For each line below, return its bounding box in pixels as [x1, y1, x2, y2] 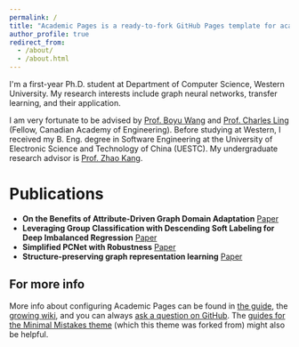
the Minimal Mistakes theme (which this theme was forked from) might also [9, 319, 286, 330]
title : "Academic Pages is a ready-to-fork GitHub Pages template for [9, 21, 277, 30]
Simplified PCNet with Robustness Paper [21, 241, 176, 252]
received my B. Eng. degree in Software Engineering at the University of [9, 134, 273, 144]
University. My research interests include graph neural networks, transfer [9, 88, 278, 99]
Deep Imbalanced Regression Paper [21, 232, 158, 243]
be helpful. [9, 328, 49, 339]
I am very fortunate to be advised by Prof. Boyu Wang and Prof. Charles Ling [9, 115, 289, 125]
